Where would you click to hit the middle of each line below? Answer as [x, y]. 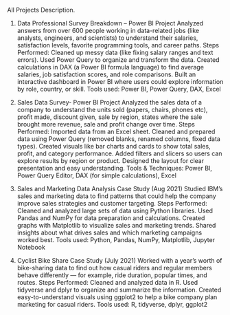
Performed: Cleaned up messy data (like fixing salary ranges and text [115, 52]
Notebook [31, 247]
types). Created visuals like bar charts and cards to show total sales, [114, 146]
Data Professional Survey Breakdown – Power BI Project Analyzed [110, 23]
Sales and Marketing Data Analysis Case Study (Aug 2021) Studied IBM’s [120, 189]
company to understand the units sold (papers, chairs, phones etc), [112, 110]
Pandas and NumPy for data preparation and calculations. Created [111, 218]
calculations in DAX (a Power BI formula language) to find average [111, 67]
